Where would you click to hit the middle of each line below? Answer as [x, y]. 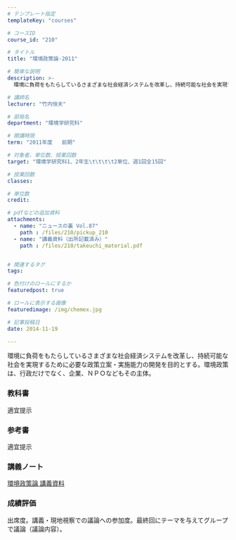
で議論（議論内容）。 [37, 529]
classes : [20, 181]
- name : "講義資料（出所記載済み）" [61, 239]
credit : [19, 200]
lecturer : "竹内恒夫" [37, 104]
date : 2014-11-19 [33, 329]
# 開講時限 [21, 136]
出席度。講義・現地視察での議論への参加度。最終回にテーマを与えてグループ [118, 520]
